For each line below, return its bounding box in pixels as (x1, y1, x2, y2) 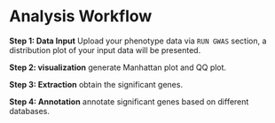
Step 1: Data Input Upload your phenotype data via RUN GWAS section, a (9, 35, 267, 46)
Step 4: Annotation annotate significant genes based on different (9, 96, 249, 107)
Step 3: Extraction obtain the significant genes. (9, 79, 184, 89)
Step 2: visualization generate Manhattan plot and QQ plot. (9, 62, 227, 73)
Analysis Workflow (9, 6, 153, 27)
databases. (9, 105, 51, 116)
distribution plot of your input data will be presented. (9, 44, 201, 55)
